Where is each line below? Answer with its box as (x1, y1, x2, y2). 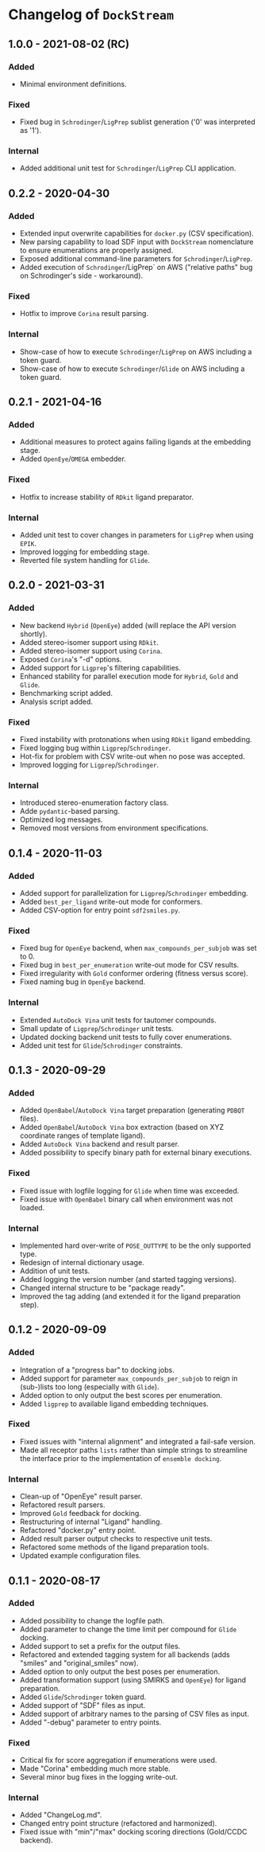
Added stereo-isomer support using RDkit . (19, 637, 159, 647)
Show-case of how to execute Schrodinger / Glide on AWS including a (19, 364, 245, 373)
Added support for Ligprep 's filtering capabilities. (19, 662, 181, 672)
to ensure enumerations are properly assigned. (19, 245, 174, 256)
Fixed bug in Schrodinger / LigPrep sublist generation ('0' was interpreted (19, 117, 255, 127)
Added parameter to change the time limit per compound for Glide (19, 1624, 237, 1634)
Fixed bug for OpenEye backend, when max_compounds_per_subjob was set (19, 944, 257, 953)
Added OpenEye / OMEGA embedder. (19, 454, 127, 463)
